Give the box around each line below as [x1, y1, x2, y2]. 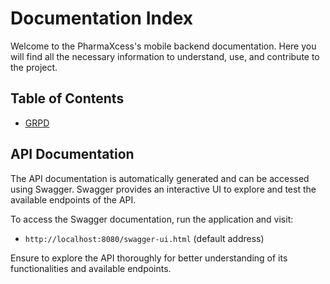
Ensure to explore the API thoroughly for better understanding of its [10, 252, 288, 264]
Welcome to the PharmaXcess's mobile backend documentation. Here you [10, 40, 317, 52]
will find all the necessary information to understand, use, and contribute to [10, 50, 320, 62]
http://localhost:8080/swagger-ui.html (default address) [24, 232, 265, 244]
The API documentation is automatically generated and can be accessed [10, 172, 310, 184]
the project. [10, 61, 58, 73]
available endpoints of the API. [10, 193, 137, 206]
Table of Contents [10, 90, 125, 107]
